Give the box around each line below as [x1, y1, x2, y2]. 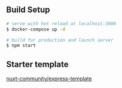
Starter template [6, 59, 69, 69]
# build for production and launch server [6, 37, 114, 43]
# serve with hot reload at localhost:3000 [6, 20, 117, 26]
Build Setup [6, 5, 50, 15]
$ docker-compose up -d [6, 26, 66, 32]
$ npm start [6, 43, 36, 48]
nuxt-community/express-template [6, 75, 92, 83]
